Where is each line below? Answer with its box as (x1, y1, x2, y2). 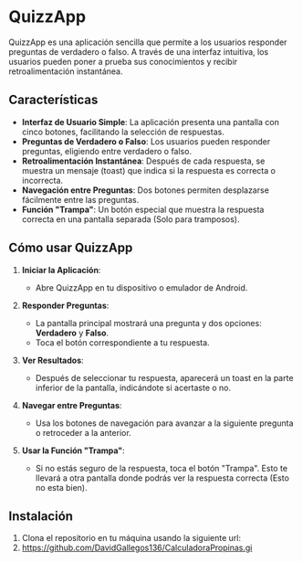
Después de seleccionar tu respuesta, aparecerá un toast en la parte (35, 372, 294, 383)
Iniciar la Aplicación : (21, 264, 101, 275)
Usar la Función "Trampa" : (21, 445, 125, 456)
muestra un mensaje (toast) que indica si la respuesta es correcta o (21, 164, 276, 175)
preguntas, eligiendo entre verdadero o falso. (21, 145, 193, 156)
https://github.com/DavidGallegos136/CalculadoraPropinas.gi (21, 542, 253, 554)
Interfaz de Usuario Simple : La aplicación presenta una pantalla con (21, 116, 279, 127)
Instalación (8, 508, 74, 524)
